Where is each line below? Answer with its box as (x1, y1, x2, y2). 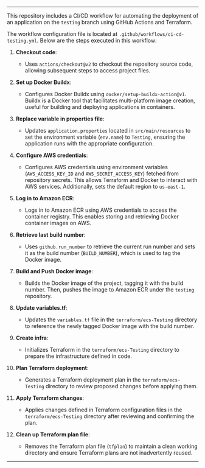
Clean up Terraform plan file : (15, 431, 90, 438)
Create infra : (15, 334, 49, 341)
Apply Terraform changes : (15, 394, 85, 402)
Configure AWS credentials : (15, 152, 88, 159)
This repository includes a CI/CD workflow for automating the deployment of (7, 12, 199, 19)
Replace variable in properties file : (15, 115, 105, 122)
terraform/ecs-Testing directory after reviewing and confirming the (24, 413, 195, 420)
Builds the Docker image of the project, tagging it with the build (24, 279, 184, 287)
